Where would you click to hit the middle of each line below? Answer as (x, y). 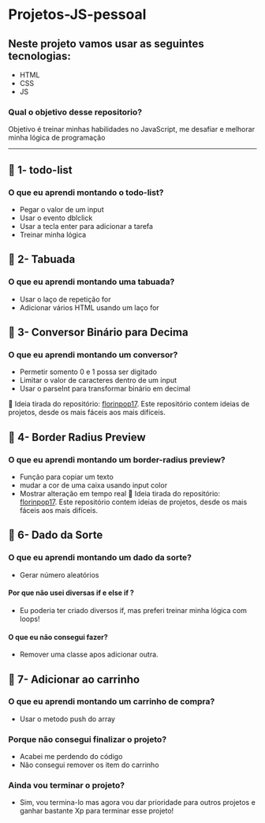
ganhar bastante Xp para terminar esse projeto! (97, 811)
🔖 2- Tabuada (42, 259)
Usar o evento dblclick (56, 218)
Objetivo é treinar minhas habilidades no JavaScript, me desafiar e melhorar (131, 129)
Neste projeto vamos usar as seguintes (106, 44)
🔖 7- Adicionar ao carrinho (74, 679)
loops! (30, 619)
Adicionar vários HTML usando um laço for (89, 307)
